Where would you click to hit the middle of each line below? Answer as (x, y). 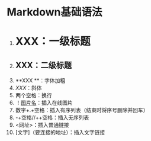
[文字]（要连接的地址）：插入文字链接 (60, 132)
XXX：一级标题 (53, 41)
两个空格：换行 (33, 95)
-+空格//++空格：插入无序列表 (52, 118)
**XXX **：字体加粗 (40, 81)
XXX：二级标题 (44, 65)
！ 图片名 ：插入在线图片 (44, 103)
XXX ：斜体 (28, 88)
